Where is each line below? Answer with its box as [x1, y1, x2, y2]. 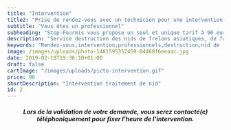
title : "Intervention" [7, 10, 72, 17]
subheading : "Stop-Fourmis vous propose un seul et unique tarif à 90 [7, 29, 214, 36]
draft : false [7, 61, 45, 68]
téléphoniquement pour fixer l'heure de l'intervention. [36, 114, 195, 123]
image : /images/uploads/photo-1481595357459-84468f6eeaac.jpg [7, 49, 189, 55]
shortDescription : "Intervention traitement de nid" [7, 80, 162, 87]
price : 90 [7, 73, 36, 81]
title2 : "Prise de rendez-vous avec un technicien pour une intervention [7, 16, 223, 23]
